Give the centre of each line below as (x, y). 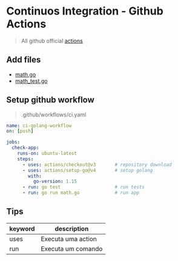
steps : (25, 159)
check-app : (25, 148)
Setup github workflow (51, 100)
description (72, 228)
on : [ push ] (20, 131)
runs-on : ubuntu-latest (47, 154)
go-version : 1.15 (55, 182)
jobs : (13, 142)
